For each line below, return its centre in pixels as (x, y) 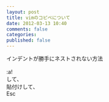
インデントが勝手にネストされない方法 (55, 58)
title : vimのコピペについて (38, 18)
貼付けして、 (22, 87)
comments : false (27, 29)
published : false (28, 40)
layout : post (23, 12)
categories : (21, 35)
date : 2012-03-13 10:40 (37, 23)
